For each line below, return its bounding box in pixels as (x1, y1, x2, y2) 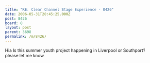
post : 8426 (5, 16, 27, 21)
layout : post (5, 25, 32, 30)
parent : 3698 (5, 30, 32, 34)
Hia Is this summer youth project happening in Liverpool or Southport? (5, 47, 146, 53)
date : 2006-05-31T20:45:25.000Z (5, 12, 70, 16)
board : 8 (5, 20, 23, 26)
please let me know (5, 52, 44, 58)
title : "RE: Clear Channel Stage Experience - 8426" (5, 7, 114, 12)
